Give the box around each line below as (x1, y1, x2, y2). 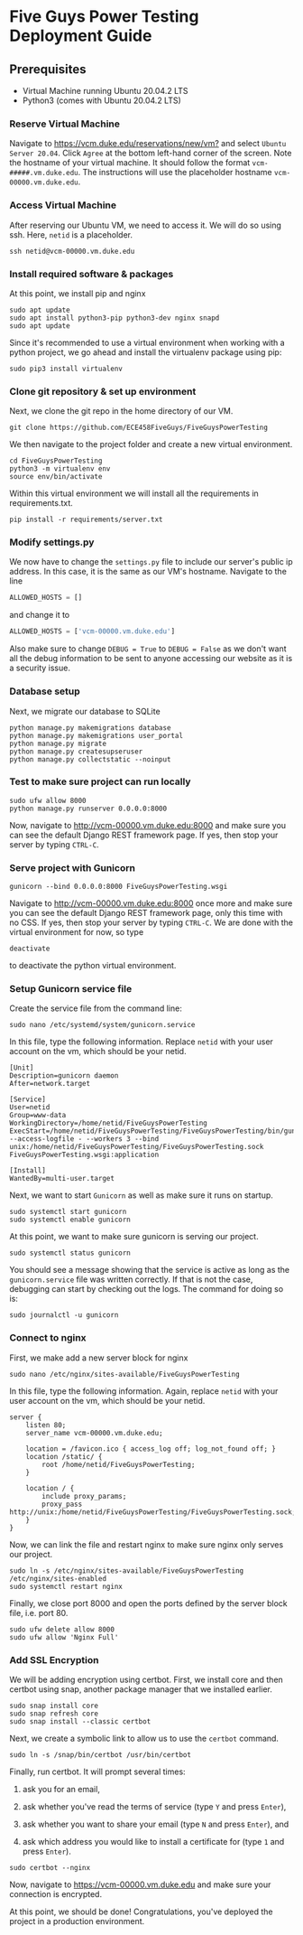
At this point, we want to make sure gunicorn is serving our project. (9, 1231, 259, 1242)
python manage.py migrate (9, 739, 106, 748)
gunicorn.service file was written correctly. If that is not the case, (9, 1274, 253, 1285)
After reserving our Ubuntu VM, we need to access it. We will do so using (9, 220, 282, 230)
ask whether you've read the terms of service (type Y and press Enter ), (22, 1801, 287, 1812)
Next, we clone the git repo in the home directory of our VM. (9, 406, 234, 416)
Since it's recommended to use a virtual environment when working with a (9, 337, 286, 348)
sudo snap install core (9, 1701, 99, 1711)
